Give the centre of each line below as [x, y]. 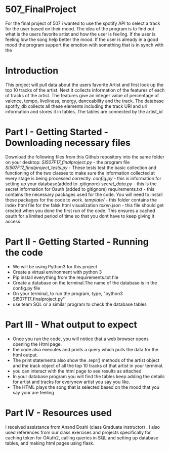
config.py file [26, 288]
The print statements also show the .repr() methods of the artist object [86, 360]
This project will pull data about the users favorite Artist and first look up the [84, 85]
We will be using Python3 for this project [55, 266]
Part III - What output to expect [71, 324]
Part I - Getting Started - [57, 132]
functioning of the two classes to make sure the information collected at [80, 173]
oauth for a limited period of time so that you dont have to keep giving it [80, 216]
